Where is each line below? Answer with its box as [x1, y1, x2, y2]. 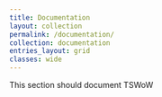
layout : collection [9, 22, 83, 31]
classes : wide [9, 55, 63, 64]
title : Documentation [9, 13, 91, 22]
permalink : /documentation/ [9, 30, 115, 39]
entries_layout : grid [9, 47, 91, 56]
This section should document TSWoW [9, 80, 154, 90]
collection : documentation [9, 38, 111, 48]
